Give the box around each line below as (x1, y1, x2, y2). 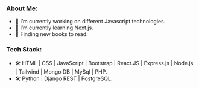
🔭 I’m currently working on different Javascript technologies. (14, 18, 166, 25)
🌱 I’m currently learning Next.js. (14, 24, 93, 31)
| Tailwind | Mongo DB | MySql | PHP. (14, 68, 107, 75)
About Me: (6, 4, 38, 13)
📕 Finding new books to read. (14, 31, 89, 38)
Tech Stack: (6, 45, 42, 54)
